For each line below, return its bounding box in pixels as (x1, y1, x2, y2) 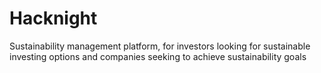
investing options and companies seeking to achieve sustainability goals (9, 50, 307, 62)
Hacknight (9, 7, 98, 30)
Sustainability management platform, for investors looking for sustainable (9, 40, 311, 52)
